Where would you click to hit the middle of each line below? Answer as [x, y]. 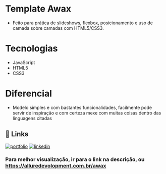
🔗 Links [17, 134]
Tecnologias [32, 49]
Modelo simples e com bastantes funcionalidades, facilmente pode [82, 107]
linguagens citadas [32, 118]
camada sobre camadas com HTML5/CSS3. [58, 28]
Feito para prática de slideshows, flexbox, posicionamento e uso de [82, 23]
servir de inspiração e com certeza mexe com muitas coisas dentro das [87, 113]
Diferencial [29, 94]
